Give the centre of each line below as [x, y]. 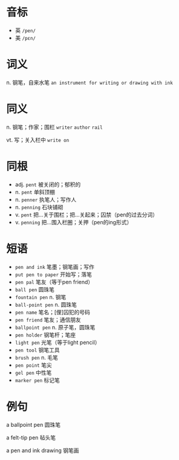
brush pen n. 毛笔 [37, 357]
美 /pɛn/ [25, 37]
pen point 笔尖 [34, 365]
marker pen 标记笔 [37, 380]
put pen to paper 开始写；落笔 [54, 274]
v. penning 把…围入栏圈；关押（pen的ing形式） [73, 222]
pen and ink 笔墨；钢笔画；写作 [55, 267]
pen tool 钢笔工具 [37, 350]
